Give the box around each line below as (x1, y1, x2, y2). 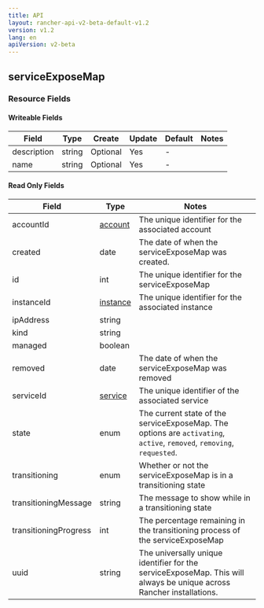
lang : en (8, 33, 37, 42)
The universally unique (138, 547, 223, 558)
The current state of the (138, 407, 226, 418)
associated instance (138, 301, 214, 312)
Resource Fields (8, 94, 71, 105)
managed (12, 340, 47, 351)
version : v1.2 (8, 26, 55, 34)
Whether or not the (138, 459, 209, 470)
